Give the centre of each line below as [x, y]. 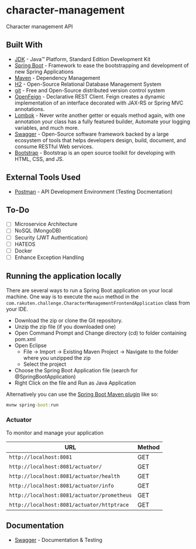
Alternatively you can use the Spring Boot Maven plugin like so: [82, 394]
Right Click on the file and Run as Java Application [75, 383]
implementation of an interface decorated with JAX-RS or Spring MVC [99, 103]
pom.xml [25, 339]
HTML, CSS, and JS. [39, 159]
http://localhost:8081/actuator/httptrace [69, 505]
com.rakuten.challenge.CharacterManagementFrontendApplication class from [98, 302]
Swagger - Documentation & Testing [58, 540]
